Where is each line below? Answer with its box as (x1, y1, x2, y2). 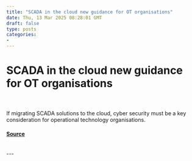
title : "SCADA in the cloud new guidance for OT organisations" (6, 9, 173, 15)
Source (6, 130, 26, 137)
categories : (6, 32, 37, 38)
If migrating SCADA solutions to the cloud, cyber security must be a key (6, 109, 187, 116)
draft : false (6, 20, 40, 26)
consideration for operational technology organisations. (6, 116, 146, 123)
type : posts (6, 26, 37, 32)
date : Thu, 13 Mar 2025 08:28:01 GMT (6, 15, 102, 21)
